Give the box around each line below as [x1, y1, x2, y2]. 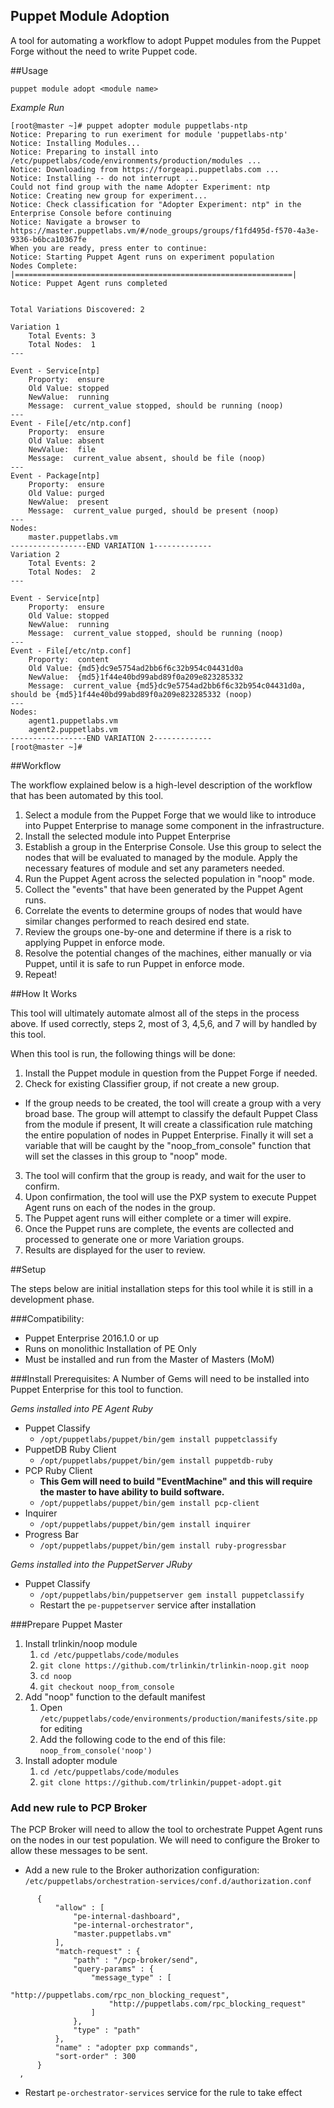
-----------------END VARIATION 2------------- [10, 733, 213, 743]
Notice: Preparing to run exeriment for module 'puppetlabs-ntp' [10, 129, 288, 139]
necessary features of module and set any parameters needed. [24, 862, 285, 874]
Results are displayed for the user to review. [24, 1244, 206, 1256]
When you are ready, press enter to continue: [10, 243, 208, 253]
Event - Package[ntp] [10, 470, 101, 481]
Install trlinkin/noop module [24, 1637, 138, 1649]
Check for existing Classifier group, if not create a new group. [24, 1077, 280, 1089]
